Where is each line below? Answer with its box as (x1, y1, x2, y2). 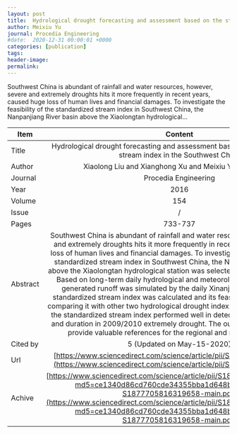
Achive (11, 393, 34, 403)
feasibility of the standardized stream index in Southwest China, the (7, 105, 204, 113)
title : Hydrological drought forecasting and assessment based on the (7, 17, 222, 24)
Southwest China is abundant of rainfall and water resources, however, (7, 82, 213, 90)
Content (165, 129, 194, 139)
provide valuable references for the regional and (67, 327, 228, 337)
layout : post (7, 10, 46, 18)
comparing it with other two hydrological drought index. (47, 301, 231, 311)
